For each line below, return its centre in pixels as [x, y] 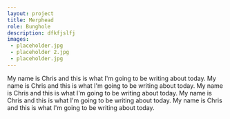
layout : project [30, 13]
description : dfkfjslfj [41, 33]
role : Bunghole [29, 26]
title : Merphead [30, 20]
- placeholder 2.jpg [40, 53]
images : [18, 39]
